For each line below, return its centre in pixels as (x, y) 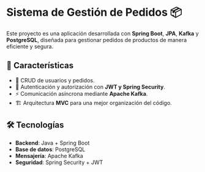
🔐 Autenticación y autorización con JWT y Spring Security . (90, 87)
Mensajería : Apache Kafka (49, 156)
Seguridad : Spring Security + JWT (59, 162)
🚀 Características (40, 66)
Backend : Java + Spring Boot (52, 143)
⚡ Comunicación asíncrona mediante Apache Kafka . (81, 93)
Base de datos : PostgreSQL (50, 149)
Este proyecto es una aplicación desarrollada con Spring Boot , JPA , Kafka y (102, 33)
